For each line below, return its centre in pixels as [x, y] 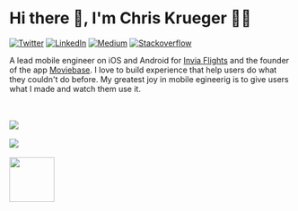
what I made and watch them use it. [75, 89]
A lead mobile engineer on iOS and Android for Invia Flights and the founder [149, 60]
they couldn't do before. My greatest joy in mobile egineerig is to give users [149, 79]
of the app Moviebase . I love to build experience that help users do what [143, 70]
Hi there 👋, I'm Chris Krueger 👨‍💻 [131, 18]
